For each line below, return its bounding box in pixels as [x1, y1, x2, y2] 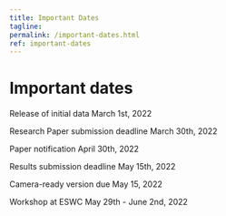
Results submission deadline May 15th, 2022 [9, 161, 176, 172]
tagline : [9, 22, 43, 31]
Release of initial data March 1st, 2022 [9, 108, 152, 119]
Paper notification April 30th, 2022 [9, 143, 139, 155]
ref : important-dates [9, 38, 92, 48]
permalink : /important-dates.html [9, 30, 141, 39]
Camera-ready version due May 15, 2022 [9, 179, 163, 190]
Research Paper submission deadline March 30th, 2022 [9, 126, 218, 137]
